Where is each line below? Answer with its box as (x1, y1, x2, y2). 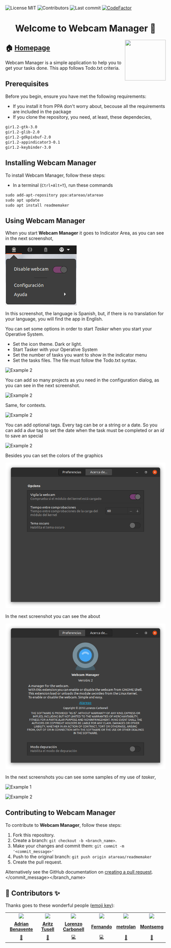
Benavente (9, 926, 33, 932)
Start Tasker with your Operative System (12, 346, 98, 353)
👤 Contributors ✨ (5, 889, 60, 898)
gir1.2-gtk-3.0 (5, 124, 38, 129)
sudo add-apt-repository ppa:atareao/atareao (5, 193, 103, 198)
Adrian (14, 921, 29, 927)
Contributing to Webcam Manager (5, 808, 116, 817)
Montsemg (139, 924, 164, 930)
